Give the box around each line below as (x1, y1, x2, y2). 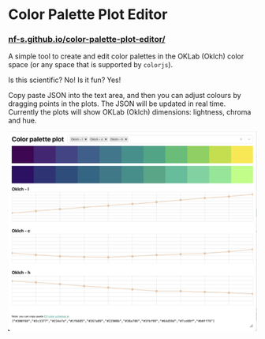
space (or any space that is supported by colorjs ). (8, 60, 174, 70)
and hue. (8, 116, 37, 126)
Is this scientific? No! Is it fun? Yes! (8, 75, 121, 85)
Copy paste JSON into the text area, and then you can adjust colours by (8, 91, 242, 100)
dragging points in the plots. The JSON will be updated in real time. (8, 99, 226, 108)
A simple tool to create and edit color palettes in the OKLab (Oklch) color (8, 51, 244, 61)
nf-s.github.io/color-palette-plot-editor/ (8, 34, 166, 45)
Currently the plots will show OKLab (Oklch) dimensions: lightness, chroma (8, 107, 252, 117)
